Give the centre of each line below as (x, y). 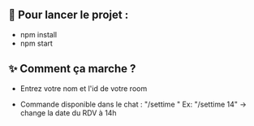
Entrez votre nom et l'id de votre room (84, 88)
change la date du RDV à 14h (68, 113)
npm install (39, 34)
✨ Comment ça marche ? (72, 69)
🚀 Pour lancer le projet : (69, 15)
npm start (36, 43)
